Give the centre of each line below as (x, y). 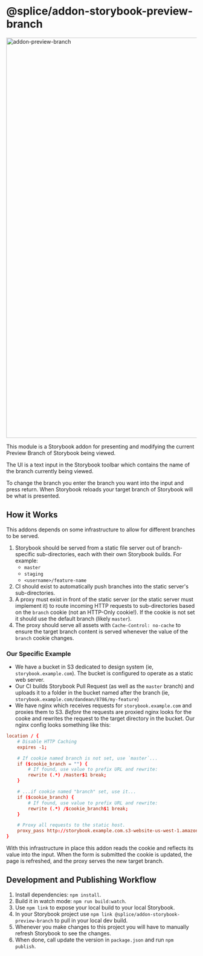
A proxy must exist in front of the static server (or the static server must (104, 599)
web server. (30, 680)
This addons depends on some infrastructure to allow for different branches (101, 530)
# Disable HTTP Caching (47, 741)
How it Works (32, 515)
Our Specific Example (39, 653)
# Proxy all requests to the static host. (71, 825)
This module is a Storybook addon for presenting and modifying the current (100, 446)
